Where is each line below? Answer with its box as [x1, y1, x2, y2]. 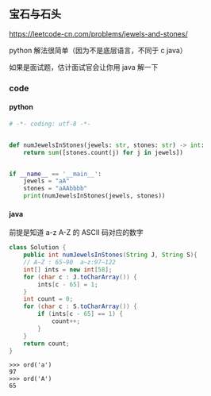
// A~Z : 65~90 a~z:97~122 [23, 259, 116, 267]
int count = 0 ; [23, 295, 74, 303]
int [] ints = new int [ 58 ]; [23, 265, 113, 274]
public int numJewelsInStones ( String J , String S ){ [23, 251, 198, 260]
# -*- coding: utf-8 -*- [9, 120, 91, 128]
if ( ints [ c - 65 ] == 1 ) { [37, 310, 124, 318]
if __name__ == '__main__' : [9, 170, 102, 178]
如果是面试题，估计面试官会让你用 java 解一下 [9, 62, 159, 71]
